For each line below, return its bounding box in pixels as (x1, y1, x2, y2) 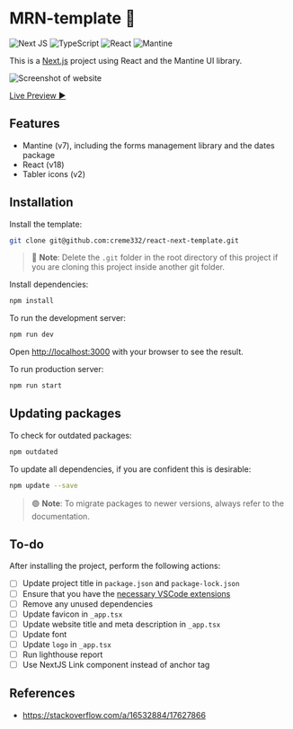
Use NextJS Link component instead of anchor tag (22, 659, 210, 670)
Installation (9, 195, 74, 210)
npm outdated (9, 447, 58, 457)
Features (9, 116, 60, 131)
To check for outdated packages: (9, 430, 132, 440)
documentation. (31, 511, 90, 521)
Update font (22, 628, 67, 639)
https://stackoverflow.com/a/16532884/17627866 (22, 709, 207, 720)
